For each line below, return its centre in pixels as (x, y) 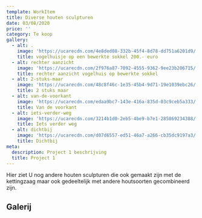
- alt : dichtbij (32, 130)
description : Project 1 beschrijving (59, 152)
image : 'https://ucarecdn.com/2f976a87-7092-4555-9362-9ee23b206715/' (108, 68)
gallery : (17, 40)
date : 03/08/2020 (28, 23)
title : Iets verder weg (47, 124)
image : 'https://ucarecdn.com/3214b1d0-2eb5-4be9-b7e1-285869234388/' (108, 118)
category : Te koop (29, 34)
